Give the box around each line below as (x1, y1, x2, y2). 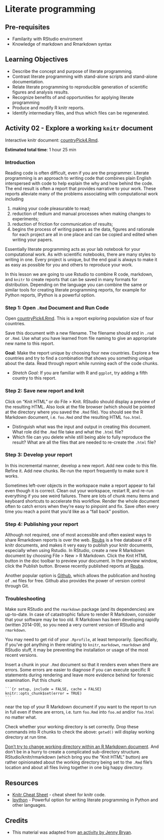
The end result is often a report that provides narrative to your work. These (5, 185, 156, 192)
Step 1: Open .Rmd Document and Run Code (5, 304, 109, 311)
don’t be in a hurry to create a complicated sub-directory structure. (5, 749, 141, 755)
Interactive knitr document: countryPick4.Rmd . (5, 137, 99, 143)
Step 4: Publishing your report (5, 521, 78, 528)
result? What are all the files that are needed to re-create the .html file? (12, 439, 156, 445)
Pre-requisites (5, 23, 50, 31)
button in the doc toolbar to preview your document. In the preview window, (5, 558, 158, 564)
